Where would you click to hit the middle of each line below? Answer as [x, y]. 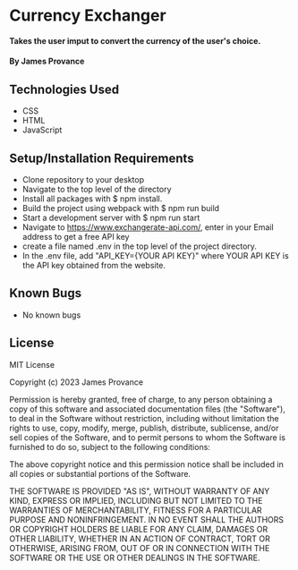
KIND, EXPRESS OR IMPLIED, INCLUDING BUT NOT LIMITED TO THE [136, 500]
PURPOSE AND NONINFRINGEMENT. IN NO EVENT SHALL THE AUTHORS [147, 519]
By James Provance [47, 61]
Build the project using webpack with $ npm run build [121, 208]
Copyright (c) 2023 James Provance [77, 382]
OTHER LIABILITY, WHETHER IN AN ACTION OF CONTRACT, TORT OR [140, 539]
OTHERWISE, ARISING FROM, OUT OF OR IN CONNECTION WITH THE [140, 548]
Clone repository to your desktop [83, 179]
